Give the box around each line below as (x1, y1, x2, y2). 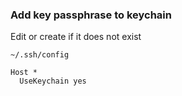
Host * (10, 68, 38, 78)
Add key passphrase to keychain (10, 8, 172, 22)
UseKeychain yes (19, 76, 87, 87)
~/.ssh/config (10, 50, 70, 60)
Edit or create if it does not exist (10, 31, 142, 43)
